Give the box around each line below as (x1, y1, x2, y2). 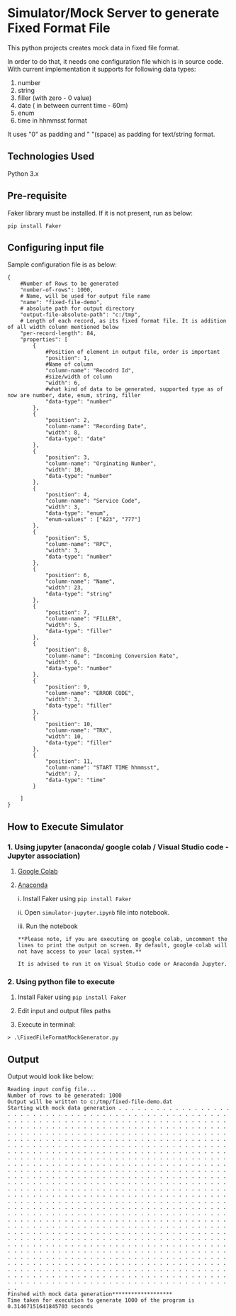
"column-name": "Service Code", (45, 498, 141, 505)
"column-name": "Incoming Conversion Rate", (45, 652, 179, 660)
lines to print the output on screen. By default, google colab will (17, 942, 228, 949)
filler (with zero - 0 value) (17, 94, 92, 102)
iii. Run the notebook (17, 922, 78, 930)
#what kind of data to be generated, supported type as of (45, 386, 223, 393)
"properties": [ (20, 336, 69, 343)
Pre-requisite (7, 190, 67, 202)
